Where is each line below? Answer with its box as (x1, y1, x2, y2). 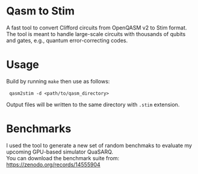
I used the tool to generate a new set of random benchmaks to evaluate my (6, 142, 193, 149)
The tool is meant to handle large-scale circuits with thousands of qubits (6, 30, 186, 37)
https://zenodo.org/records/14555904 (6, 161, 101, 168)
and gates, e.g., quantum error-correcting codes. (6, 37, 128, 44)
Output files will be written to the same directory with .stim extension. (6, 101, 180, 108)
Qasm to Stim (6, 4, 75, 18)
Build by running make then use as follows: (6, 77, 110, 85)
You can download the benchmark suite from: (6, 154, 119, 161)
